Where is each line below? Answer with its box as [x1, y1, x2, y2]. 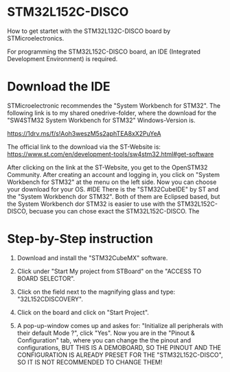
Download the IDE [7, 79, 111, 95]
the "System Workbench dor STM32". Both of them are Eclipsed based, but [7, 192, 220, 200]
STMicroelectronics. [7, 34, 65, 42]
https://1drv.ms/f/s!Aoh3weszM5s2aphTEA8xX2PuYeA [7, 129, 161, 137]
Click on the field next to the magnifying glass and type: [16, 288, 176, 296]
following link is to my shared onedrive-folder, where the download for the [7, 108, 217, 117]
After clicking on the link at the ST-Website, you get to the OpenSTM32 [7, 163, 208, 172]
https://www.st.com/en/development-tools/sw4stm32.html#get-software [7, 150, 214, 158]
